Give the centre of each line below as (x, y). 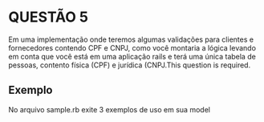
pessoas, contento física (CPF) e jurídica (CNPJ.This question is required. (130, 65)
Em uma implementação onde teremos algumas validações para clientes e (131, 39)
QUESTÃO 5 (48, 17)
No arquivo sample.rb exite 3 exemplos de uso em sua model (110, 109)
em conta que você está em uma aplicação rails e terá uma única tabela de (132, 56)
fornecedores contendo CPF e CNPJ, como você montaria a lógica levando (132, 47)
